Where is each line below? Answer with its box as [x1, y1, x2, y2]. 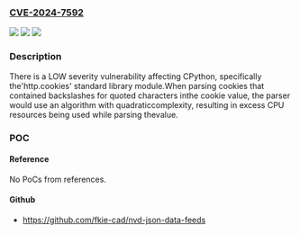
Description [9, 50, 62, 63]
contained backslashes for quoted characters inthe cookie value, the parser [9, 90, 291, 101]
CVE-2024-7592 [9, 6, 84, 19]
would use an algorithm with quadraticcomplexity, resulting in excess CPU [9, 99, 285, 110]
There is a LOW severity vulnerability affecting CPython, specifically [9, 70, 262, 82]
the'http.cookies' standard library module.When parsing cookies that [9, 80, 265, 91]
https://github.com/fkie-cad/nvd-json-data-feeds [22, 214, 206, 225]
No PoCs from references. [9, 174, 106, 184]
